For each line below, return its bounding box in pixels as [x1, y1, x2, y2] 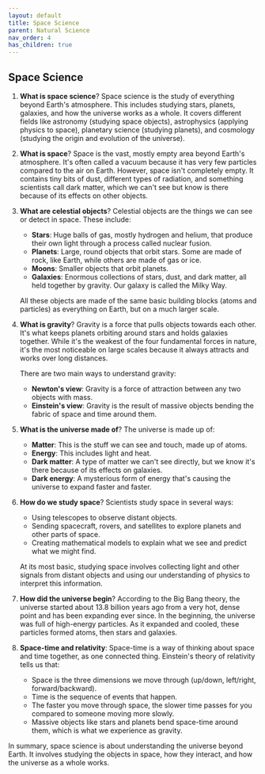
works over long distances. [19, 353, 108, 363]
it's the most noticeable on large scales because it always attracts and [19, 345, 249, 354]
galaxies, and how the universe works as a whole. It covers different [19, 108, 242, 117]
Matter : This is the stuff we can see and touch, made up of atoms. [31, 440, 248, 449]
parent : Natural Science [8, 26, 90, 34]
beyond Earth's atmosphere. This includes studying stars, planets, [19, 100, 236, 109]
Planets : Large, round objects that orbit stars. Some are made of [31, 246, 243, 256]
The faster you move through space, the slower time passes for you [31, 700, 253, 710]
